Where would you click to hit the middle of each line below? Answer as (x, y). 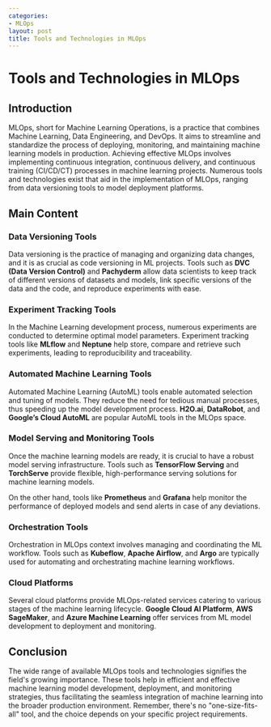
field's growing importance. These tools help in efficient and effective (124, 680)
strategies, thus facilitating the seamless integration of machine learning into (136, 697)
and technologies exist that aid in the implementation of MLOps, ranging (128, 180)
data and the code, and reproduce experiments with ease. (105, 288)
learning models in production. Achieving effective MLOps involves (120, 154)
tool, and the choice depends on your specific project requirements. (135, 714)
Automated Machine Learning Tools (80, 374)
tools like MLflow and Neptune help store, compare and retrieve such (125, 344)
